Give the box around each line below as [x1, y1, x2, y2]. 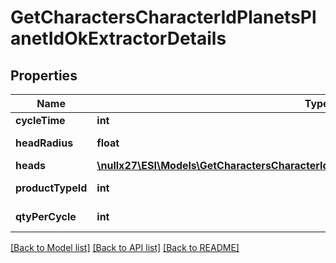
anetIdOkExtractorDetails [10, 27, 227, 50]
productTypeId [15, 181, 88, 195]
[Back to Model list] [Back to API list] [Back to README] [10, 242, 240, 253]
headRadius [15, 136, 74, 150]
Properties [10, 67, 78, 84]
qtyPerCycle [15, 210, 77, 223]
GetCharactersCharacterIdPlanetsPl [10, 6, 317, 29]
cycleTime [15, 114, 66, 127]
